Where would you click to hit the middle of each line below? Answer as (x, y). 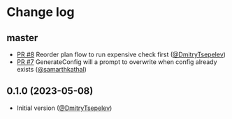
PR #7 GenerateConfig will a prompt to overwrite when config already (117, 62)
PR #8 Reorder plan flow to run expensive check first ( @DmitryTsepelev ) (121, 54)
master (22, 38)
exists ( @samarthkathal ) (51, 69)
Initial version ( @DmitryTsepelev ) (64, 108)
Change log (41, 12)
